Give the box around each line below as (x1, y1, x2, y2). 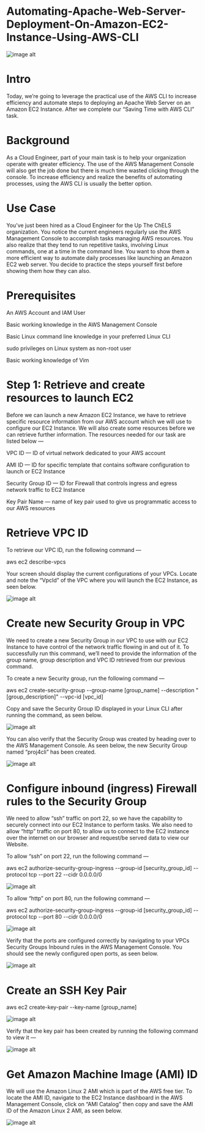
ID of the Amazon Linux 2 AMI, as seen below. (6, 1107, 122, 1114)
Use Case (6, 201, 56, 215)
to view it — (6, 1034, 37, 1041)
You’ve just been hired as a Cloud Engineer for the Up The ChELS (6, 221, 171, 229)
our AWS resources (6, 504, 56, 511)
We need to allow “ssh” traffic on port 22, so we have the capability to (6, 814, 182, 822)
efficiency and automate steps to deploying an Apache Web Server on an (6, 99, 191, 106)
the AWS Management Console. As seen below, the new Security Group (6, 741, 188, 749)
